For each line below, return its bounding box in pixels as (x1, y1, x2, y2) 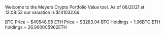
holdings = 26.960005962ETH (5, 24, 67, 30)
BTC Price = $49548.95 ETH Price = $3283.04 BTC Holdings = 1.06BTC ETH (5, 19, 161, 25)
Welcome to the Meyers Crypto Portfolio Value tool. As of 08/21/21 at (5, 4, 145, 10)
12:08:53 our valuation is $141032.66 (5, 9, 80, 15)
